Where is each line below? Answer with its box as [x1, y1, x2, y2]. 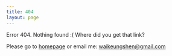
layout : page [6, 14, 39, 20]
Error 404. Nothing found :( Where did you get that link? [6, 31, 145, 38]
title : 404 [6, 8, 34, 15]
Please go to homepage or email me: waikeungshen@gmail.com [6, 43, 166, 50]
